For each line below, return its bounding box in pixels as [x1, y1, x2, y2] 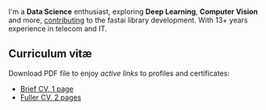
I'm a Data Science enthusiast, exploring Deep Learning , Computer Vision [8, 7, 259, 16]
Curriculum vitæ [8, 47, 93, 61]
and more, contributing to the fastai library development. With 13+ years [8, 15, 248, 25]
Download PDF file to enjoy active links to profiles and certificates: [8, 68, 230, 78]
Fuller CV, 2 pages [19, 92, 82, 102]
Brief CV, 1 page [19, 84, 74, 93]
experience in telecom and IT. [8, 24, 108, 33]
